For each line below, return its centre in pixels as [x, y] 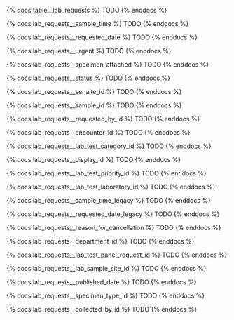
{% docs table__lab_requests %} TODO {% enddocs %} [87, 10]
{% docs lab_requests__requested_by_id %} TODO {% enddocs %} [103, 119]
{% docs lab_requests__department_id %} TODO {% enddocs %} [101, 241]
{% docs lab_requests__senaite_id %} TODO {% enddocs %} [94, 92]
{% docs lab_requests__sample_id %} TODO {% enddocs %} [94, 105]
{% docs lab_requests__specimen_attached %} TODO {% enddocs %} [108, 65]
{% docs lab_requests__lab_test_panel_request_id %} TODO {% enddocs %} [117, 255]
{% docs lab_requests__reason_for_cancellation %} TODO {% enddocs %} [114, 228]
